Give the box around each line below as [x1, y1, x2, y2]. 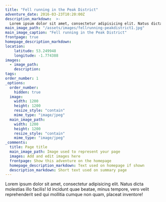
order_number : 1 [5, 76, 39, 81]
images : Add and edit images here [9, 154, 81, 159]
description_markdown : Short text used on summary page [9, 168, 127, 172]
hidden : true [14, 90, 41, 95]
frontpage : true [5, 35, 39, 40]
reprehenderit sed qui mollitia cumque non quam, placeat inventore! [5, 192, 143, 198]
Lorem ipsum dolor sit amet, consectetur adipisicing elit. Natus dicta [5, 181, 144, 187]
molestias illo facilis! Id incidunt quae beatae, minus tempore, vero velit [5, 186, 149, 192]
